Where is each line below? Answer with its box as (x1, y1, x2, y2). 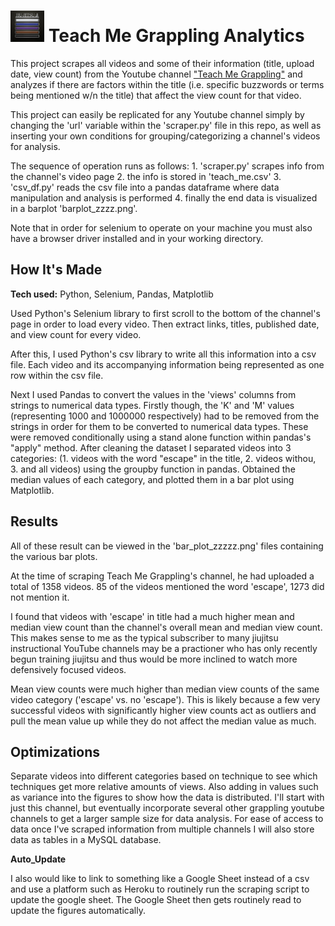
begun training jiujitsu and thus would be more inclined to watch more (10, 653, 298, 665)
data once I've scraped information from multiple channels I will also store (10, 823, 315, 835)
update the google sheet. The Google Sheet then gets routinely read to (10, 894, 302, 906)
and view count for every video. (10, 328, 142, 340)
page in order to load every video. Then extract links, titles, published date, (10, 318, 320, 330)
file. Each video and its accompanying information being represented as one (10, 358, 325, 370)
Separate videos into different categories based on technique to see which (10, 770, 318, 782)
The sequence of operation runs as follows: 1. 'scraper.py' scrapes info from (10, 160, 325, 172)
